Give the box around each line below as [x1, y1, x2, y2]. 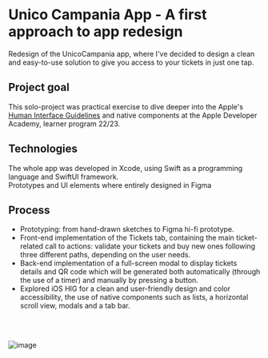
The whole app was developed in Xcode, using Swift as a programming [8, 163, 243, 173]
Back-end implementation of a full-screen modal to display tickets [19, 258, 238, 268]
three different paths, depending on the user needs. [19, 250, 190, 260]
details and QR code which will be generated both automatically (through [19, 267, 261, 276]
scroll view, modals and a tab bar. [19, 301, 130, 311]
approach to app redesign [8, 22, 183, 41]
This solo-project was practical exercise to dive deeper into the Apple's [8, 101, 244, 111]
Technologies [8, 142, 78, 156]
